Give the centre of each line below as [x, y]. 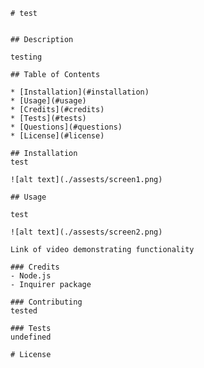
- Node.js [31, 276]
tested [24, 311]
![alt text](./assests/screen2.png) [86, 232]
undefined [31, 337]
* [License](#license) [57, 136]
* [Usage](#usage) [48, 101]
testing [26, 57]
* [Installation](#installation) [80, 92]
